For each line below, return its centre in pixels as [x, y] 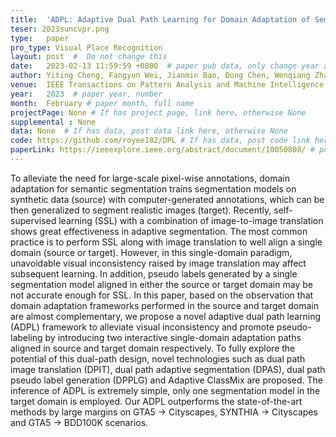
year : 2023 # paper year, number [86, 94]
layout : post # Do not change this [89, 57]
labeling [26, 337]
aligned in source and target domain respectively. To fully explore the [153, 348]
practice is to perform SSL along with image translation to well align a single [166, 242]
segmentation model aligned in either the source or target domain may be [161, 284]
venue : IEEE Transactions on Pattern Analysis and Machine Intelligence [167, 85]
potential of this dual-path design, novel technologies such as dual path [158, 358]
